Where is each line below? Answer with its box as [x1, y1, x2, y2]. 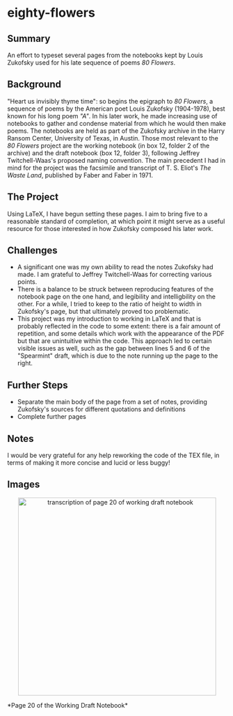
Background [7, 79, 61, 90]
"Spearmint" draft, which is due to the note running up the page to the [17, 351, 218, 360]
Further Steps [7, 379, 68, 391]
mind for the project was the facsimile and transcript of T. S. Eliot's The [7, 164, 211, 172]
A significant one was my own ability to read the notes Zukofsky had [17, 263, 214, 271]
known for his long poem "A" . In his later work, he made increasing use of [7, 111, 218, 120]
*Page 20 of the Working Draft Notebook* [7, 701, 129, 709]
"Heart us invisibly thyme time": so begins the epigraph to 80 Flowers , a [7, 97, 214, 105]
